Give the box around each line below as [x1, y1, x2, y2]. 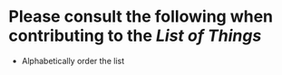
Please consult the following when [8, 6, 274, 27]
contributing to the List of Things [8, 25, 262, 46]
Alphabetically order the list [21, 55, 124, 66]
